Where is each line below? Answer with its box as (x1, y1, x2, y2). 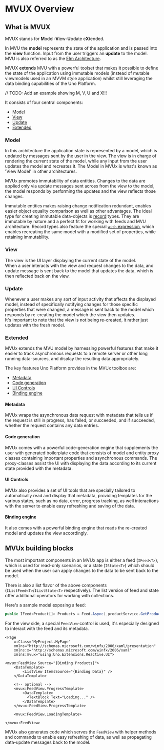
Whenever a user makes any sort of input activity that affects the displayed (5, 296, 156, 302)
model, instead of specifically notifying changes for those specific (5, 301, 138, 307)
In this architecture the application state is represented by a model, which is (5, 148, 157, 154)
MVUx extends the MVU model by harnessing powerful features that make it (5, 345, 159, 351)
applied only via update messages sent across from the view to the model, (5, 183, 155, 189)
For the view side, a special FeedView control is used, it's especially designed (5, 620, 159, 626)
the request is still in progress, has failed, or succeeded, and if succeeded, (5, 417, 155, 423)
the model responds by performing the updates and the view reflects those (5, 188, 156, 194)
